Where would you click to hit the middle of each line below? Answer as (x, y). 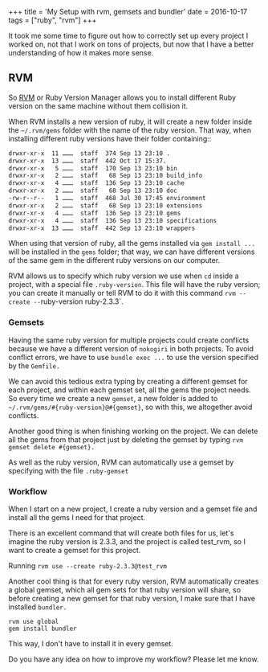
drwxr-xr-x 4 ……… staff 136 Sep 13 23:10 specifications (113, 220)
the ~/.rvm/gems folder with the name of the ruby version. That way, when (130, 130)
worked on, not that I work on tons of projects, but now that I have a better (131, 44)
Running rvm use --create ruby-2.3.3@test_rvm (87, 566)
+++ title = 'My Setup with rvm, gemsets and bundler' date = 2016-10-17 (128, 12)
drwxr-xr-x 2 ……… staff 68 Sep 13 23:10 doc (93, 191)
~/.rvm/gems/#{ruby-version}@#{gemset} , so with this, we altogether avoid (130, 407)
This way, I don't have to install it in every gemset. (91, 644)
